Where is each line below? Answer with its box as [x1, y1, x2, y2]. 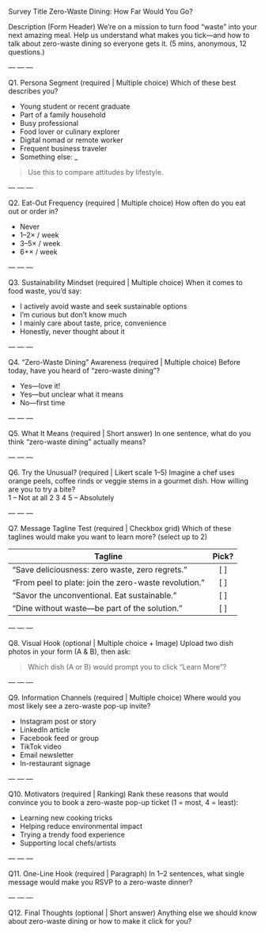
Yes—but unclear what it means [19, 389, 124, 399]
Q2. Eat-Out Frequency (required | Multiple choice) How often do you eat [8, 198, 246, 207]
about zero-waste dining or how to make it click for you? [8, 917, 192, 925]
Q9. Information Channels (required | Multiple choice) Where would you [8, 693, 241, 702]
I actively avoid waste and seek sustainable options [19, 302, 187, 311]
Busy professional [19, 119, 79, 127]
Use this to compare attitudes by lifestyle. [27, 168, 164, 177]
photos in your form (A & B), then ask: [8, 647, 131, 656]
